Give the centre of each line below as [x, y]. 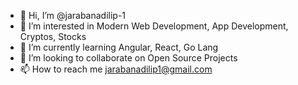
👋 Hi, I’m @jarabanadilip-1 [73, 15]
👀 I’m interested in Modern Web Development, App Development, [154, 26]
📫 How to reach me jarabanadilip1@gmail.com [116, 69]
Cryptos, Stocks [53, 36]
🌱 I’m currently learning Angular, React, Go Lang [119, 47]
